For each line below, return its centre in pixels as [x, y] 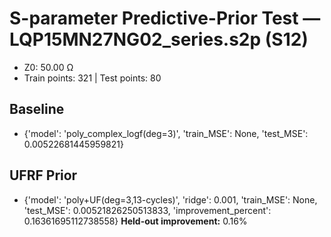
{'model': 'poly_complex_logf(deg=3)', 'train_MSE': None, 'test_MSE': [166, 133]
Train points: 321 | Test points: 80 [92, 78]
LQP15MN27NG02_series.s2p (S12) [159, 39]
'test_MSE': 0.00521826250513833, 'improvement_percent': [147, 210]
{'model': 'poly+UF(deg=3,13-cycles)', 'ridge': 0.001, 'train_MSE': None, [170, 199]
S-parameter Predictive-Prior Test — [165, 18]
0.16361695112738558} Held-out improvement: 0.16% [135, 221]
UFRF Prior [43, 175]
